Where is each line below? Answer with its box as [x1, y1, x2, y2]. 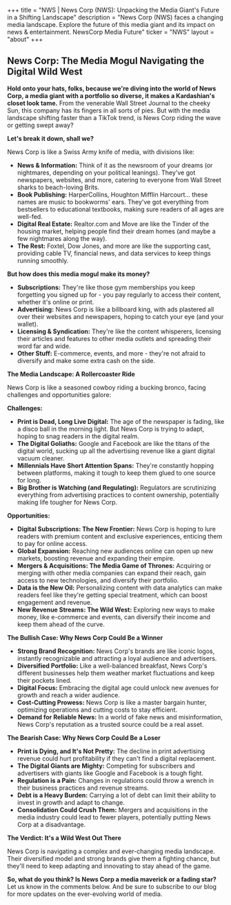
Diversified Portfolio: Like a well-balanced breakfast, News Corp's [17, 661, 208, 670]
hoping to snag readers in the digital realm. [17, 431, 139, 440]
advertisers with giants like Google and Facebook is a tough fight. [17, 769, 203, 777]
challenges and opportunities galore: [7, 390, 112, 399]
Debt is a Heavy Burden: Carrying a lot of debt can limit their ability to [17, 790, 217, 799]
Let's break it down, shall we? [7, 134, 94, 142]
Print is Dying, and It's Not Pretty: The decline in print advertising [17, 747, 205, 755]
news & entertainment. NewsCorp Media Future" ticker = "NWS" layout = [7, 28, 215, 36]
